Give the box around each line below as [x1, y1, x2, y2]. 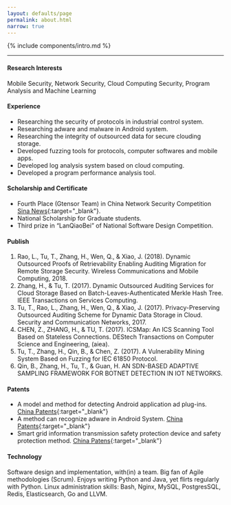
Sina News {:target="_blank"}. [16, 207, 101, 215]
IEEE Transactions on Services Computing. [16, 296, 139, 304]
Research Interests [7, 63, 63, 72]
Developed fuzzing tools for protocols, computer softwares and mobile [16, 146, 218, 155]
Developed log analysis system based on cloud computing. [16, 161, 184, 169]
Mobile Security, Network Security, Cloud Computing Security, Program [7, 79, 210, 87]
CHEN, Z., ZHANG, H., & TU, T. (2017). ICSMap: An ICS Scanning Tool [16, 326, 214, 334]
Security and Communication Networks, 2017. [16, 318, 146, 326]
